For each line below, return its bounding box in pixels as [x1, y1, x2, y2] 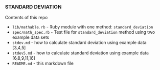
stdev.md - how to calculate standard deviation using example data [12, 40, 147, 46]
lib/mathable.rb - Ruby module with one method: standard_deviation [12, 24, 153, 30]
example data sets [12, 34, 49, 40]
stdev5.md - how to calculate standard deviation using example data [12, 50, 149, 56]
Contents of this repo [5, 15, 48, 21]
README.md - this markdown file [12, 60, 74, 67]
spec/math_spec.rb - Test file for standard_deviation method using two [12, 29, 155, 35]
